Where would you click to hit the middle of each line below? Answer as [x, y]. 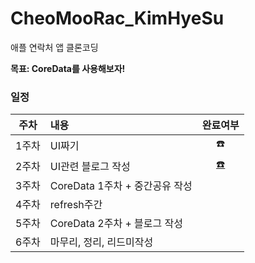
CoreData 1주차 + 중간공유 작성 [121, 186]
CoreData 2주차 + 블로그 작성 [116, 224]
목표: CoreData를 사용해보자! [68, 68]
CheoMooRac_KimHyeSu [117, 18]
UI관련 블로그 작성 [90, 166]
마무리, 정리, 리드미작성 [101, 242]
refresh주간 [76, 205]
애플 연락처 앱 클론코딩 [54, 47]
